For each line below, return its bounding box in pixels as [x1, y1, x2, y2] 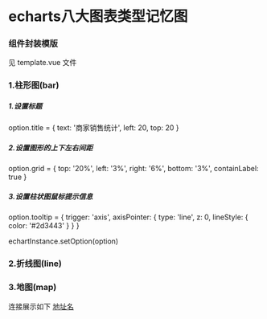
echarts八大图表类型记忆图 [8, 7, 188, 26]
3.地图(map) [8, 282, 57, 293]
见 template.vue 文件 [8, 58, 77, 67]
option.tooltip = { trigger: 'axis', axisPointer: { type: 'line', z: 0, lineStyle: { [8, 212, 249, 222]
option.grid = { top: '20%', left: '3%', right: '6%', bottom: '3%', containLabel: [8, 164, 259, 174]
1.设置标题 [8, 101, 43, 111]
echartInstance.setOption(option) [8, 236, 119, 246]
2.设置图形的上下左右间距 [8, 142, 93, 153]
